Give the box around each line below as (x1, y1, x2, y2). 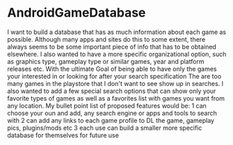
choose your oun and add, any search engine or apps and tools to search (7, 109, 218, 117)
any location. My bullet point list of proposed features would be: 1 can (7, 101, 207, 110)
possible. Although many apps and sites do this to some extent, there (7, 35, 206, 43)
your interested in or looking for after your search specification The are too (7, 71, 222, 80)
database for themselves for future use (7, 130, 120, 139)
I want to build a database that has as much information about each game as (7, 28, 227, 36)
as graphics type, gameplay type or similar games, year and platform (7, 57, 204, 65)
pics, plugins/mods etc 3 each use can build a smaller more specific (7, 123, 202, 132)
